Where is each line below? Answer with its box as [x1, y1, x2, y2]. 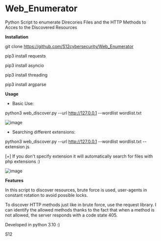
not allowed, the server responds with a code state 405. [5, 212, 118, 218]
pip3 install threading [5, 72, 48, 78]
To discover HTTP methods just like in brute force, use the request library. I [5, 202, 157, 208]
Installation [5, 34, 28, 40]
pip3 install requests [5, 53, 46, 59]
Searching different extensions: [12, 129, 76, 135]
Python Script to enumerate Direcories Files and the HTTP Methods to [5, 19, 146, 25]
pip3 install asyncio [5, 62, 44, 68]
